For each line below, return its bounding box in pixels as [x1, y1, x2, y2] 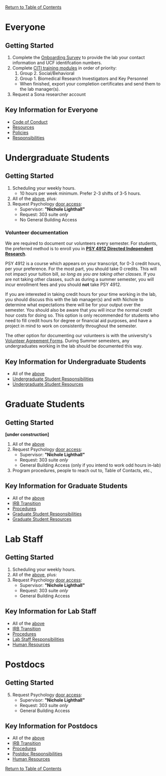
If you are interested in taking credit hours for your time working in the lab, [5, 291, 157, 297]
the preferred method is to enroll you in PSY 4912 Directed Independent [5, 246, 154, 252]
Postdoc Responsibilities [12, 751, 63, 757]
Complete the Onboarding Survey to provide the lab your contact [12, 55, 145, 60]
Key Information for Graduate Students [5, 482, 128, 491]
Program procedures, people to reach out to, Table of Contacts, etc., [12, 467, 153, 473]
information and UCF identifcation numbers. [12, 60, 103, 66]
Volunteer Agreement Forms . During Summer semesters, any [5, 338, 130, 344]
